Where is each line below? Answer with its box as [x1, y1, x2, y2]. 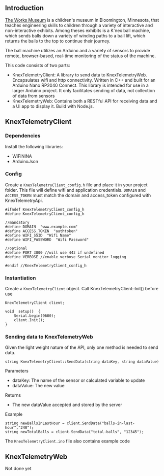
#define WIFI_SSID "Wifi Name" [5, 233, 71, 238]
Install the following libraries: [5, 143, 63, 149]
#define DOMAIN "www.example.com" [5, 224, 78, 229]
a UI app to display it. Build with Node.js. [12, 103, 94, 109]
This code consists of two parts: [5, 62, 70, 68]
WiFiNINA [12, 153, 32, 159]
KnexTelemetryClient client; [5, 301, 65, 306]
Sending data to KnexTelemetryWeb [5, 334, 93, 340]
